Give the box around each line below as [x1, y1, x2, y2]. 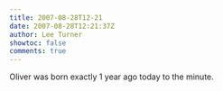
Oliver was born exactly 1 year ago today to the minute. [9, 71, 214, 82]
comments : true [9, 47, 67, 56]
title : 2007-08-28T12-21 [9, 13, 103, 23]
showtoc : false [9, 38, 67, 48]
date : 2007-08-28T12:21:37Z [9, 22, 116, 31]
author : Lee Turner [9, 30, 83, 39]
